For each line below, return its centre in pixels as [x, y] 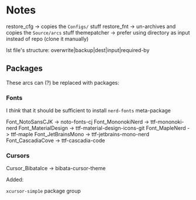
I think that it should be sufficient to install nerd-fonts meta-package [89, 111]
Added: [15, 180]
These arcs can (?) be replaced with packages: [63, 82]
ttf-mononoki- [167, 122]
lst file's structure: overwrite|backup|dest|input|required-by [78, 50]
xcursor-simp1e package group [43, 191]
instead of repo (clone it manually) [47, 39]
